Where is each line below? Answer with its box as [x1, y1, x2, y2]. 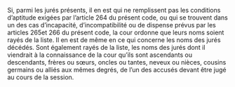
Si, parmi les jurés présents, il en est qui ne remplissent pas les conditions [7, 6, 221, 14]
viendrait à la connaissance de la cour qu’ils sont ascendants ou [7, 51, 193, 59]
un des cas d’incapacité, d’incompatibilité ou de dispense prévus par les [7, 21, 216, 29]
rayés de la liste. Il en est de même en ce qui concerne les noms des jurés [7, 36, 221, 44]
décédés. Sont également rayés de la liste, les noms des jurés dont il [7, 43, 206, 51]
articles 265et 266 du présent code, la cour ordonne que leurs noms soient [7, 28, 224, 36]
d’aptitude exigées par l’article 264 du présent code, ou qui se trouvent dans [7, 13, 228, 22]
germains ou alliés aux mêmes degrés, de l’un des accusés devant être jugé [7, 66, 227, 74]
